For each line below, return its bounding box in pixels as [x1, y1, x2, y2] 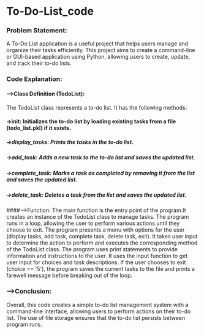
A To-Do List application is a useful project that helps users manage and [6, 40, 189, 47]
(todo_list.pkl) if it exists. [6, 124, 72, 132]
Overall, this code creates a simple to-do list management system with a [6, 301, 189, 308]
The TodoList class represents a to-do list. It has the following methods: [6, 104, 187, 111]
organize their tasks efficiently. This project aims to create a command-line [6, 47, 195, 54]
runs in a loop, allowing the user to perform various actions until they [6, 219, 180, 227]
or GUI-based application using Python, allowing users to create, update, [6, 53, 191, 61]
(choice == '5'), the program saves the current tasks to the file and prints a [6, 265, 195, 273]
